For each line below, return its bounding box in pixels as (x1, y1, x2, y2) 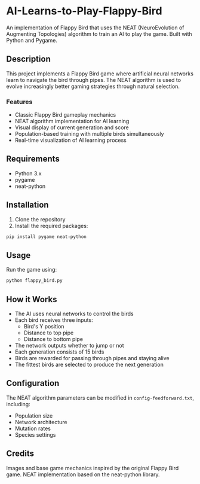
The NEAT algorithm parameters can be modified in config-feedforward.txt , (6, 394, 195, 401)
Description (6, 54, 51, 64)
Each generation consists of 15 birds (14, 348, 104, 355)
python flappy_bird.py (6, 278, 63, 284)
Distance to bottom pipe (23, 336, 84, 343)
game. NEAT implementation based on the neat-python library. (6, 471, 160, 478)
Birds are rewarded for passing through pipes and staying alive (14, 355, 170, 362)
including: (6, 400, 31, 407)
